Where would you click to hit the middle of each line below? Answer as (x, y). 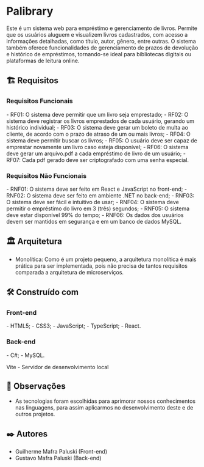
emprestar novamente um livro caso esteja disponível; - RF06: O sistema (97, 147)
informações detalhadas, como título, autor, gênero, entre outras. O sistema (101, 41)
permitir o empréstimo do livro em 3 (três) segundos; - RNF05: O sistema (98, 208)
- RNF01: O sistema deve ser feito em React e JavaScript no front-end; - (97, 189)
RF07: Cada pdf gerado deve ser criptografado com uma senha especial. (98, 160)
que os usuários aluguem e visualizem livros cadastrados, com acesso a (97, 34)
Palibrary (30, 11)
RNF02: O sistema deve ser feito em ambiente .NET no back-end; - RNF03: (100, 195)
